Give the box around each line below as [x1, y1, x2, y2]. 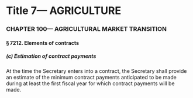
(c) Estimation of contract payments [6, 52, 96, 60]
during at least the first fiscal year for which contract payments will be [6, 80, 175, 87]
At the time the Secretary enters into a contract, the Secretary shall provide [6, 67, 187, 74]
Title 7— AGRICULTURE [6, 4, 122, 17]
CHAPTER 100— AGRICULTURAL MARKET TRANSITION [6, 25, 167, 33]
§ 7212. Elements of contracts [6, 39, 80, 46]
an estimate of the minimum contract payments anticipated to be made [6, 73, 177, 80]
